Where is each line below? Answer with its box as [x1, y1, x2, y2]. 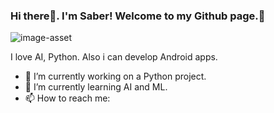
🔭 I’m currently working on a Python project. [24, 70, 207, 83]
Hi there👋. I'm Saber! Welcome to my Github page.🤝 [10, 9, 266, 23]
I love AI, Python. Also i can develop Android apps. [10, 51, 218, 63]
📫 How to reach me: [24, 92, 111, 104]
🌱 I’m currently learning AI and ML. [24, 81, 168, 93]
